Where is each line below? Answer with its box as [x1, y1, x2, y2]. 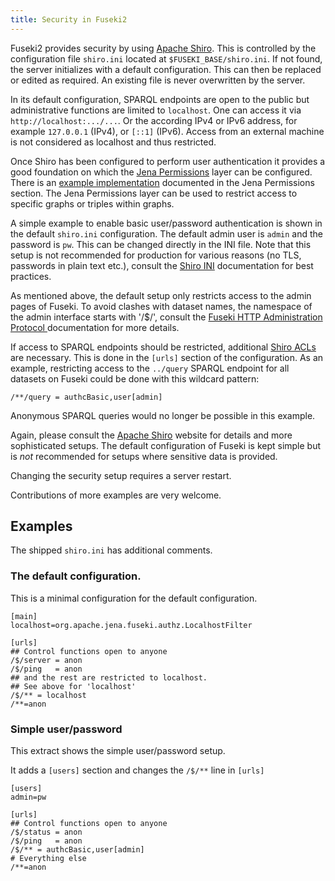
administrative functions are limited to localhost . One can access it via [10, 104, 302, 116]
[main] [10, 611, 38, 621]
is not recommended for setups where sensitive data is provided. [10, 450, 278, 462]
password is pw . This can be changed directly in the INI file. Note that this [10, 238, 312, 250]
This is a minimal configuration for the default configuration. [10, 592, 258, 604]
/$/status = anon [10, 827, 83, 838]
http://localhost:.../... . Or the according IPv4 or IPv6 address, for [10, 114, 298, 126]
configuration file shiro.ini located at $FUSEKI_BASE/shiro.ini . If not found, [10, 52, 323, 65]
